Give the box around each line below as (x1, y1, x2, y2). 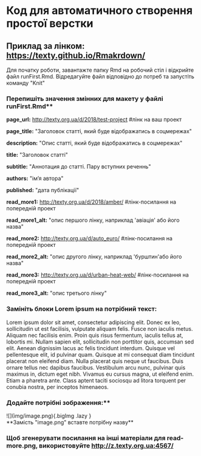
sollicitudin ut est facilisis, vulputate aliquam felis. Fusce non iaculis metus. (6, 325, 193, 332)
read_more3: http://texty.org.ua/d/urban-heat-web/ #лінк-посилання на (6, 271, 189, 278)
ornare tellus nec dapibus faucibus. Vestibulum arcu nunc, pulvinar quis (6, 364, 186, 371)
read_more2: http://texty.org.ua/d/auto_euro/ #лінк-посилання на (6, 235, 173, 242)
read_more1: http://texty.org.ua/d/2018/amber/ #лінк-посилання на (6, 198, 177, 206)
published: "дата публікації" (6, 187, 80, 194)
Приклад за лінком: (6, 41, 85, 51)
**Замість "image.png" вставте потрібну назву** (6, 418, 134, 426)
